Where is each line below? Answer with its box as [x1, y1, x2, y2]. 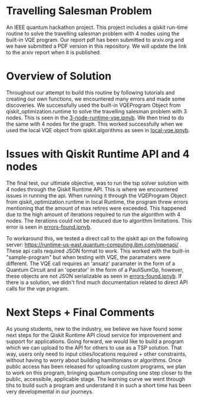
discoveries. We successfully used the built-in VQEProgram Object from [6, 102, 181, 109]
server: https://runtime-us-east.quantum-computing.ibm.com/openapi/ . [6, 241, 181, 248]
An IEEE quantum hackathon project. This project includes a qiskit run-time [6, 24, 189, 31]
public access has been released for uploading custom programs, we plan [6, 363, 186, 370]
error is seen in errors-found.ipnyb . [6, 223, 92, 230]
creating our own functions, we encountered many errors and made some [6, 95, 186, 102]
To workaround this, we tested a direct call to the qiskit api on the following [6, 234, 189, 242]
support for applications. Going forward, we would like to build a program [6, 338, 184, 345]
